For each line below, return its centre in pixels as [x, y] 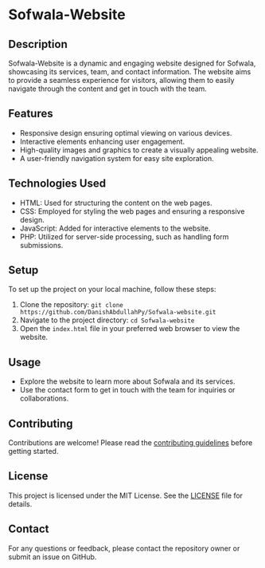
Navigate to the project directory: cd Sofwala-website [107, 320]
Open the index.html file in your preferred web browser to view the [130, 329]
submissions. [41, 245]
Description [38, 44]
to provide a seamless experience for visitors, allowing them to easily [121, 80]
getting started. [33, 452]
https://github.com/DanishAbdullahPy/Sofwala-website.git [118, 313]
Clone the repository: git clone [71, 305]
